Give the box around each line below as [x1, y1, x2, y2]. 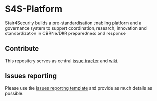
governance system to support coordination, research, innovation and [5, 25, 147, 31]
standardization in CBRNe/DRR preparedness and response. [5, 30, 127, 36]
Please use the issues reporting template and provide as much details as [5, 85, 153, 91]
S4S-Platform [5, 3, 63, 15]
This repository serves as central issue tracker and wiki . [5, 58, 119, 64]
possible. [5, 90, 24, 96]
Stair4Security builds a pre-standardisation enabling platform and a [5, 20, 142, 26]
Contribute [5, 44, 39, 53]
